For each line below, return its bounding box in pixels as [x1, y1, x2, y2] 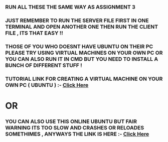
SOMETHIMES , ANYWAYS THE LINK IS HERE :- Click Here [5, 130, 149, 137]
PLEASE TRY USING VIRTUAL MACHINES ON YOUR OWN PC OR [5, 49, 163, 56]
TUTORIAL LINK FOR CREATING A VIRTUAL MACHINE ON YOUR [5, 75, 163, 82]
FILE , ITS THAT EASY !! [5, 29, 64, 36]
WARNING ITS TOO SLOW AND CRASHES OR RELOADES [5, 124, 144, 131]
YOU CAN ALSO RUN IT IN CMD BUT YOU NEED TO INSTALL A [5, 55, 158, 62]
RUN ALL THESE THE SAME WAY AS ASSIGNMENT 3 [5, 4, 135, 11]
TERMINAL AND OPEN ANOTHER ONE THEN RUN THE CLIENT [5, 23, 158, 30]
